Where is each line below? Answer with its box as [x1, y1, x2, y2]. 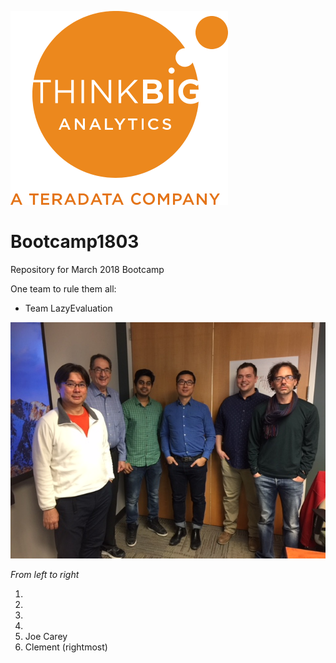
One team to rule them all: [10, 282, 117, 295]
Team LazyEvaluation [24, 302, 113, 314]
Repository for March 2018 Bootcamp [10, 263, 165, 275]
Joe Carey [24, 630, 68, 642]
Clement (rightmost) [24, 641, 108, 653]
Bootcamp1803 [10, 231, 140, 253]
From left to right [10, 568, 80, 580]
